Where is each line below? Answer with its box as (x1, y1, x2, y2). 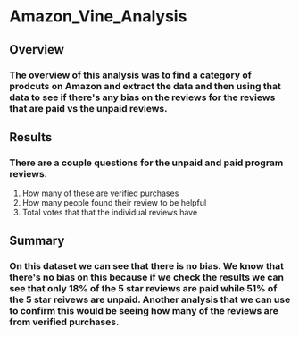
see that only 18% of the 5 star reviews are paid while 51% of (9, 282, 278, 294)
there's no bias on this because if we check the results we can (9, 271, 284, 283)
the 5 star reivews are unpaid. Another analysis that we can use (9, 293, 291, 306)
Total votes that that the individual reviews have (21, 207, 198, 218)
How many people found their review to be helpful (21, 198, 207, 208)
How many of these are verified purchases (21, 188, 179, 198)
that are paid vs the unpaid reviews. (9, 102, 168, 114)
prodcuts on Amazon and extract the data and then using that (9, 80, 281, 92)
